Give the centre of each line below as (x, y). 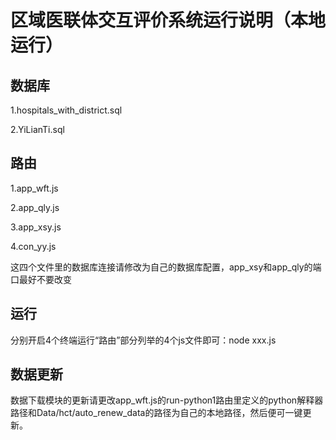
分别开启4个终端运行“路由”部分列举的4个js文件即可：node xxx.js (143, 340)
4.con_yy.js (33, 246)
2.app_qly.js (35, 207)
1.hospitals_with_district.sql (66, 110)
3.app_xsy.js (36, 227)
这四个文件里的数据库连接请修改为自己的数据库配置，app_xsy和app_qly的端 (166, 267)
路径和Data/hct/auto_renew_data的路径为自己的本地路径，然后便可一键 (156, 413)
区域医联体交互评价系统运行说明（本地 (168, 20)
